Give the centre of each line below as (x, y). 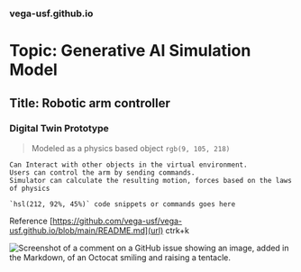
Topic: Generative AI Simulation (130, 51)
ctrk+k (178, 230)
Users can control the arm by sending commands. (102, 172)
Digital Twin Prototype (59, 129)
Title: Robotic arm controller (90, 103)
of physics (30, 188)
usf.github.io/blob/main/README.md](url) (87, 230)
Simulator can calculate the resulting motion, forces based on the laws (151, 180)
